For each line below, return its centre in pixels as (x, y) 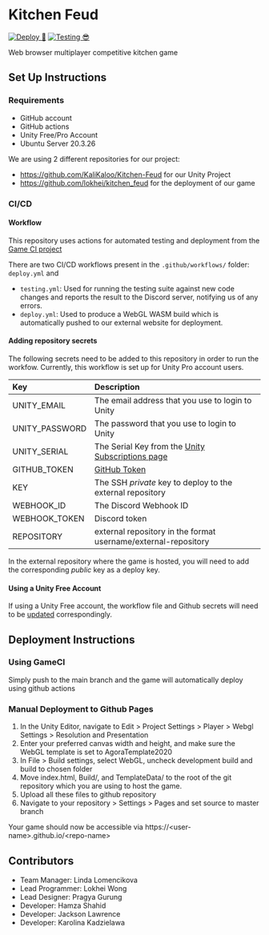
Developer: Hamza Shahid (63, 905)
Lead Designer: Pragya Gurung (71, 897)
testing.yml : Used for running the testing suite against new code (127, 288)
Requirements (36, 100)
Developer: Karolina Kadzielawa (72, 922)
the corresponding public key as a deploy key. (84, 569)
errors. (31, 305)
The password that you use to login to (165, 423)
